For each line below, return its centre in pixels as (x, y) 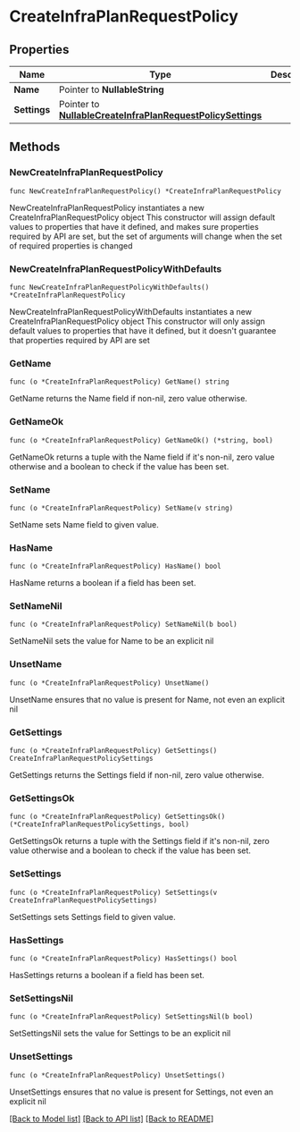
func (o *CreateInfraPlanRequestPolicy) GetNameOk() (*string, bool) (142, 440)
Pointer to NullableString (112, 89)
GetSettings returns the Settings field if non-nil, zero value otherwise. (137, 775)
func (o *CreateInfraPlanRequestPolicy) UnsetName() (109, 683)
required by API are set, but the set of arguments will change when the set (146, 236)
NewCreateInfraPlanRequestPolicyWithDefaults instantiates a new (131, 311)
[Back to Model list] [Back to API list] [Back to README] (112, 1119)
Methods (35, 147)
